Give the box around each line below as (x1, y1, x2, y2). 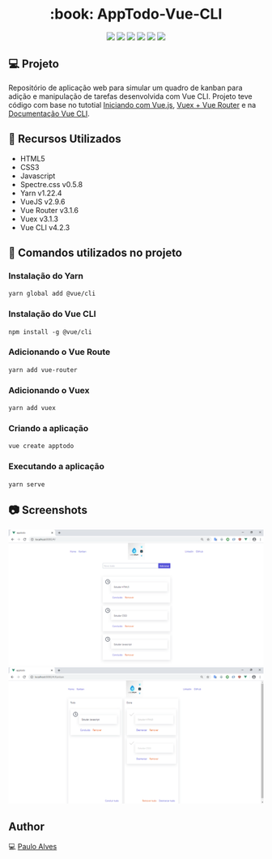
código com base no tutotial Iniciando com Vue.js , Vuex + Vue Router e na (8, 100, 257, 109)
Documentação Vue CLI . (8, 109, 91, 118)
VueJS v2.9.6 (19, 196, 66, 207)
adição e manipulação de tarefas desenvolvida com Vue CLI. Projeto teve (8, 91, 253, 101)
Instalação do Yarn (8, 270, 83, 281)
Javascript (19, 171, 56, 181)
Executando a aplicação (8, 461, 105, 472)
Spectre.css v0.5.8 (19, 179, 83, 189)
